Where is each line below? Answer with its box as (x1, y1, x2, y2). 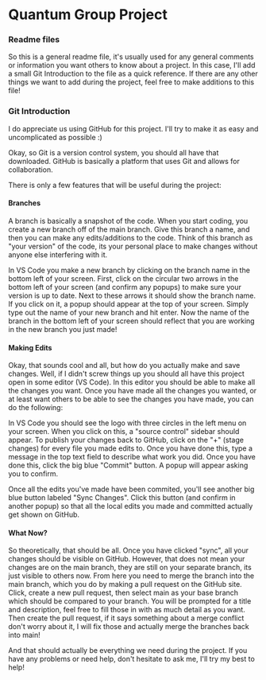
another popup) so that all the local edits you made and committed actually (8, 502, 253, 511)
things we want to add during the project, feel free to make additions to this (8, 77, 255, 87)
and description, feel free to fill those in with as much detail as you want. (8, 605, 246, 615)
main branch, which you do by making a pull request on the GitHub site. (8, 580, 242, 589)
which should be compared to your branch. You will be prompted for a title (8, 596, 252, 606)
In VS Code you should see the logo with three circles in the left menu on (8, 418, 247, 428)
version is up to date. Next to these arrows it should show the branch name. (8, 291, 256, 300)
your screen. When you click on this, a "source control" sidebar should (8, 427, 240, 436)
